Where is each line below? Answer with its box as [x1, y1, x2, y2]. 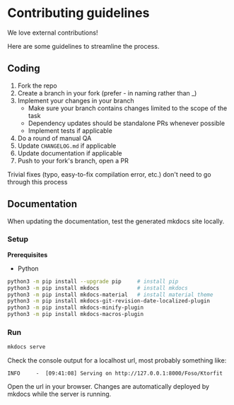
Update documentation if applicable [17, 148, 122, 157]
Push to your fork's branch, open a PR [17, 156, 129, 165]
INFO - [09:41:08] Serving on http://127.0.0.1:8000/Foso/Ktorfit [7, 370, 223, 377]
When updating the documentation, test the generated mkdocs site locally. [7, 217, 225, 225]
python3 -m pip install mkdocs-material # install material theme [7, 291, 213, 298]
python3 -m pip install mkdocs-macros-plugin [7, 311, 144, 318]
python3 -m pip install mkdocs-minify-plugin [7, 304, 144, 312]
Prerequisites [7, 250, 48, 259]
